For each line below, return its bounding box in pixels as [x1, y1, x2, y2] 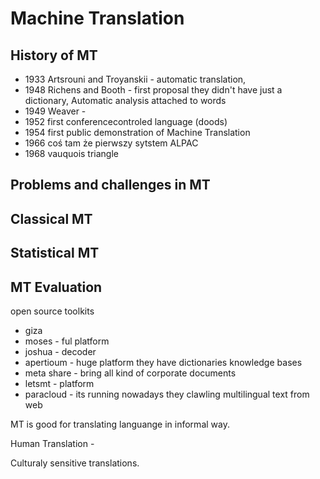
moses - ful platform [24, 335, 110, 347]
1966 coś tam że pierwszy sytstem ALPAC [24, 137, 199, 149]
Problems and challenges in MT [10, 177, 211, 194]
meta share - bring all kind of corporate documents [24, 367, 237, 379]
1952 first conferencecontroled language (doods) [24, 116, 228, 127]
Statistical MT [10, 245, 100, 262]
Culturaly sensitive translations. [10, 457, 140, 469]
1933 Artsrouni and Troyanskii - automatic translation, [24, 73, 247, 85]
